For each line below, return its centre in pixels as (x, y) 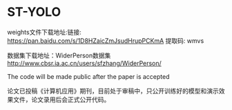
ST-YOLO (34, 12)
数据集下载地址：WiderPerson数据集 (59, 55)
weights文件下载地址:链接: (44, 32)
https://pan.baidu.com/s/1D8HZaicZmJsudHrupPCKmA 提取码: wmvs (106, 40)
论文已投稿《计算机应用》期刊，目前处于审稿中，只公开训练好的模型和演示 (113, 91)
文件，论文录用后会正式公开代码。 (61, 99)
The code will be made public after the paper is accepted (88, 76)
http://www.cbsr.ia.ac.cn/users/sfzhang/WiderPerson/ (85, 63)
